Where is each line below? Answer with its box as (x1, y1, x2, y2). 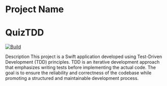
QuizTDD (5, 27, 44, 39)
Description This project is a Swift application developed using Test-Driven (5, 53, 162, 60)
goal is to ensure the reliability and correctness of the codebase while (5, 70, 152, 76)
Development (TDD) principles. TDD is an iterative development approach (5, 59, 160, 65)
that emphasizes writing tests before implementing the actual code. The (5, 65, 156, 71)
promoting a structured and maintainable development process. (5, 75, 139, 81)
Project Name (5, 4, 64, 15)
